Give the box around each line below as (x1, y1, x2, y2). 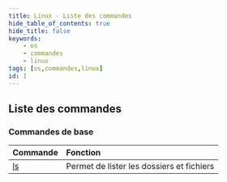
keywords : (8, 34, 42, 43)
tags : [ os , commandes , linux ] (8, 65, 104, 73)
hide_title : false (8, 27, 71, 35)
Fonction (66, 147, 101, 159)
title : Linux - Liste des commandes (8, 11, 132, 20)
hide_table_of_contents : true (8, 19, 111, 28)
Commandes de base (8, 126, 94, 138)
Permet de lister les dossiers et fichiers (66, 161, 215, 172)
